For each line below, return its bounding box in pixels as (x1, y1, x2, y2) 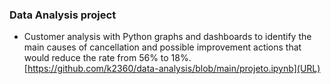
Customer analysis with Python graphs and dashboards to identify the (23, 31, 312, 43)
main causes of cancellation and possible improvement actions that (23, 41, 302, 53)
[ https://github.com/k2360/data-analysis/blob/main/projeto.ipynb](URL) (23, 63, 321, 75)
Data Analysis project (9, 8, 117, 22)
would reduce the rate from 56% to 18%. (23, 52, 192, 64)
